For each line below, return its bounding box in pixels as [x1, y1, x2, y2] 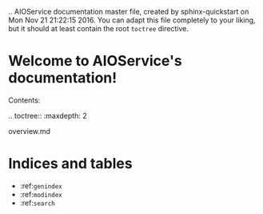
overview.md [8, 126, 50, 135]
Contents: [8, 95, 41, 105]
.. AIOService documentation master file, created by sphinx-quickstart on [8, 7, 249, 16]
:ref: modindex [19, 189, 62, 199]
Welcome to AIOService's [8, 52, 182, 71]
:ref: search [19, 198, 56, 208]
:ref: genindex [19, 180, 62, 191]
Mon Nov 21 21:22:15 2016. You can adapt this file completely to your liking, [8, 15, 256, 25]
